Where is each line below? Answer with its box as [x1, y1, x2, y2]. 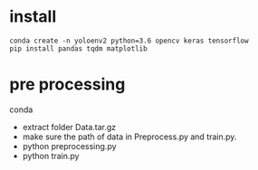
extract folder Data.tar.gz [22, 121, 117, 132]
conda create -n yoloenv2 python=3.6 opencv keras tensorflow [9, 36, 249, 45]
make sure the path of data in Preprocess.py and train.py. [22, 131, 237, 142]
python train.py [22, 150, 80, 161]
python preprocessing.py [22, 140, 117, 151]
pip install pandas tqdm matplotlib [9, 43, 148, 53]
